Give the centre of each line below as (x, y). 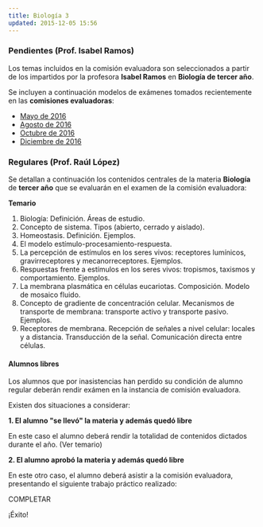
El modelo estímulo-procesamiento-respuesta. (96, 244)
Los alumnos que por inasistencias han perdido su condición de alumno (126, 381)
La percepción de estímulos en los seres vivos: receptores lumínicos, (133, 252)
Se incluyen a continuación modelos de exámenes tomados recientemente (130, 92)
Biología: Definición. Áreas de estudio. (82, 219)
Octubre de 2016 (47, 133)
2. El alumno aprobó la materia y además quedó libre (96, 460)
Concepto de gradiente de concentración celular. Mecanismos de (127, 303)
